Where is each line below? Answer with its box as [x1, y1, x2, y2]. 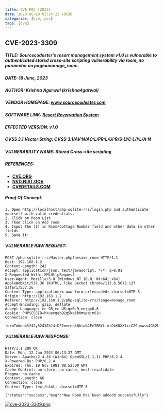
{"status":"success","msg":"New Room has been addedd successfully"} [5, 393, 149, 397]
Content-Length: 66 [5, 375, 45, 380]
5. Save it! [5, 232, 29, 238]
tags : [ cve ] [5, 20, 29, 26]
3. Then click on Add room [5, 220, 60, 225]
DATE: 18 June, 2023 [5, 75, 48, 81]
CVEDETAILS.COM [12, 184, 51, 189]
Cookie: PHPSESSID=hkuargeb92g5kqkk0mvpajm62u [5, 310, 101, 316]
